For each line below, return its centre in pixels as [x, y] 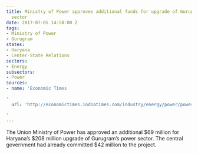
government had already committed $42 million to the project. [81, 145]
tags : [13, 28]
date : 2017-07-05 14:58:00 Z [42, 22]
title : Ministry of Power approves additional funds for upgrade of [92, 12]
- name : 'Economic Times [37, 89]
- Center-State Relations [38, 55]
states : [16, 45]
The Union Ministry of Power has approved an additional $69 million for [93, 132]
